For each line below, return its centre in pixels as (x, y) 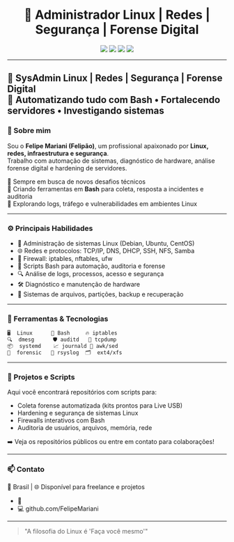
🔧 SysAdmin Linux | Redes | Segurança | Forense (115, 78)
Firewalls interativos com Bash (61, 420)
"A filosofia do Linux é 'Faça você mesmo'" (86, 532)
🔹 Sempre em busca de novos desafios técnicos (77, 182)
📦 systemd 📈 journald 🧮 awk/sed (63, 346)
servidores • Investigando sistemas (86, 111)
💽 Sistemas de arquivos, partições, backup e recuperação (100, 294)
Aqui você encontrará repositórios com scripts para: (82, 392)
